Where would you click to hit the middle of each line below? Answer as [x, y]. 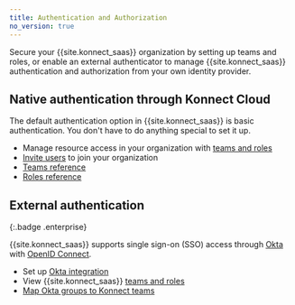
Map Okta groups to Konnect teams [88, 291]
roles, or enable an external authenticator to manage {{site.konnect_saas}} [148, 61]
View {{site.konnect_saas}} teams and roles [103, 282]
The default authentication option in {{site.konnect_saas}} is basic [132, 121]
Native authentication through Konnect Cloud [140, 99]
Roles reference [52, 177]
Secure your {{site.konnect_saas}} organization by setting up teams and [143, 51]
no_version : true [42, 26]
